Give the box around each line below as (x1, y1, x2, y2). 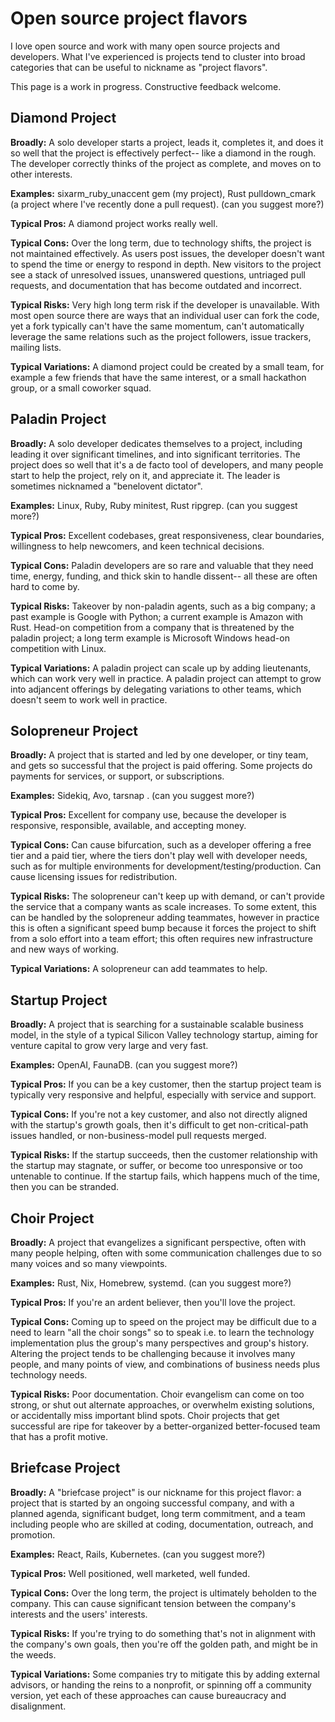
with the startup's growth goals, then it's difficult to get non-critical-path (10, 1119, 309, 1131)
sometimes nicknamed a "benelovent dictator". (10, 480, 203, 492)
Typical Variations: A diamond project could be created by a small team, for (10, 360, 325, 372)
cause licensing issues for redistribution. (10, 871, 178, 883)
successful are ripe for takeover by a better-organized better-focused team (10, 1420, 321, 1432)
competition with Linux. (10, 642, 107, 654)
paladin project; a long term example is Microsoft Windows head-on (10, 632, 290, 644)
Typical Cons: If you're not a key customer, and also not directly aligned (10, 1108, 308, 1121)
